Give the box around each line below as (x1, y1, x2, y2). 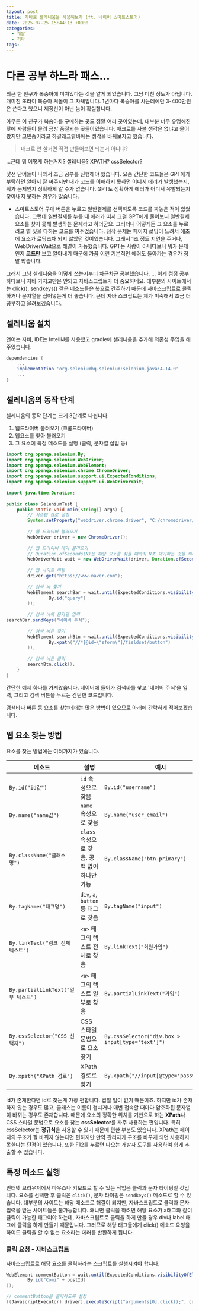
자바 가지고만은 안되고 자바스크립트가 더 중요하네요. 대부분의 (26, 277, 166, 284)
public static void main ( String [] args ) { (17, 507, 123, 513)
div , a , (80, 890, 98, 898)
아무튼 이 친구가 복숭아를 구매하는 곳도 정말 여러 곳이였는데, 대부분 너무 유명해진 (6, 117, 191, 125)
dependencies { (6, 355, 44, 361)
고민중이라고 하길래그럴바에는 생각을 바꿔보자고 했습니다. (21, 132, 154, 140)
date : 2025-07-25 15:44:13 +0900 (6, 20, 89, 26)
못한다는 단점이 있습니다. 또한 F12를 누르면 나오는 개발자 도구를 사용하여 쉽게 (6, 1141, 184, 1148)
